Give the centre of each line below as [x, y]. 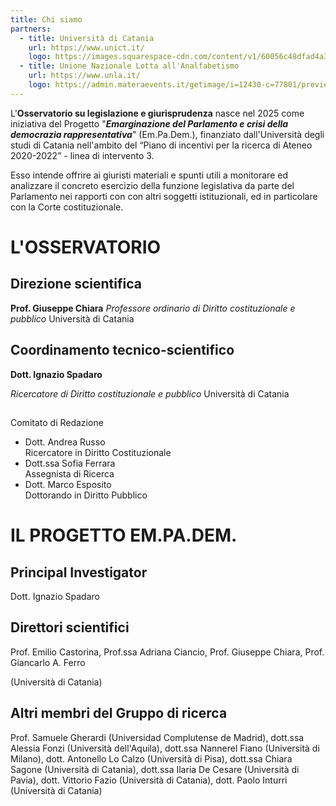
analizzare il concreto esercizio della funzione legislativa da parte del [152, 185]
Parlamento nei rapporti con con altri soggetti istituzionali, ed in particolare [164, 196]
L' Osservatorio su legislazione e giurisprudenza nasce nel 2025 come [157, 113]
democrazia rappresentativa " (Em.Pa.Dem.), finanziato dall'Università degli [167, 134]
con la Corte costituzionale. [67, 207]
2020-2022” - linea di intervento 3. [82, 155]
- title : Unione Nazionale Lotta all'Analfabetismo [129, 66]
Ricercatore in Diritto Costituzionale [98, 452]
